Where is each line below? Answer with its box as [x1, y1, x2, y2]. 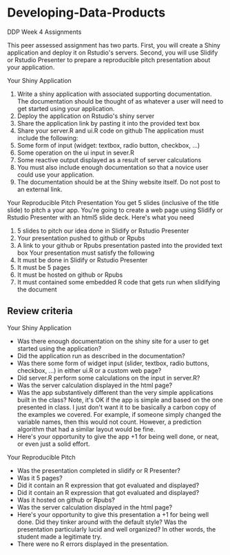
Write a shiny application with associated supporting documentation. [17, 90, 212, 98]
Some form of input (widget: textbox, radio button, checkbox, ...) [17, 141, 200, 149]
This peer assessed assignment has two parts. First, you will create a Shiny [7, 41, 220, 49]
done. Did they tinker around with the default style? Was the [17, 518, 187, 526]
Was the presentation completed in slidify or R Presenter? [17, 466, 180, 474]
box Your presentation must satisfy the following [17, 249, 155, 257]
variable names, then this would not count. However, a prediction [17, 418, 202, 426]
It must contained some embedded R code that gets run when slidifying [17, 277, 220, 286]
